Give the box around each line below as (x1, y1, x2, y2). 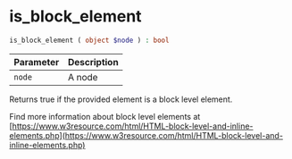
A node (67, 71, 98, 83)
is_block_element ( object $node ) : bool (9, 36, 170, 45)
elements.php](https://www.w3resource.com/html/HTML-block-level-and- (9, 130, 284, 140)
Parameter (13, 55, 60, 68)
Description (67, 55, 119, 68)
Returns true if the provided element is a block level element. (9, 94, 233, 105)
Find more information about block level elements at (9, 111, 201, 121)
